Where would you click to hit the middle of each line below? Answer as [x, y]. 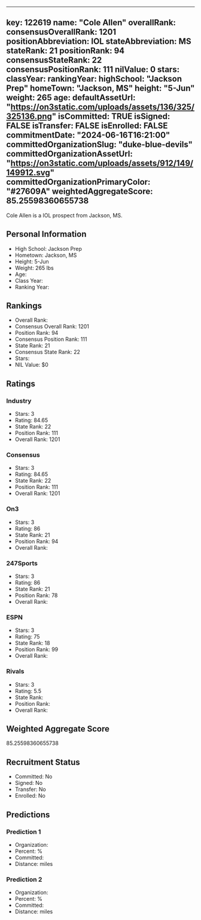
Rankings [24, 306]
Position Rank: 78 [36, 595]
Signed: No [29, 783]
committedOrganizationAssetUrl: [70, 154]
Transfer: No [30, 789]
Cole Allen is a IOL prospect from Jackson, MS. [64, 215]
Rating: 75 [27, 637]
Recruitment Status [43, 762]
